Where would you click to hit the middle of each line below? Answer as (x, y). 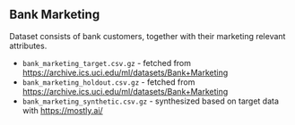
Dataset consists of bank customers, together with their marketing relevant (147, 36)
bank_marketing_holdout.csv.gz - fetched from (108, 82)
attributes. (28, 46)
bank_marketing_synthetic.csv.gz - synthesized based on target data (151, 101)
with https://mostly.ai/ (62, 110)
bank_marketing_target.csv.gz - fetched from (106, 62)
